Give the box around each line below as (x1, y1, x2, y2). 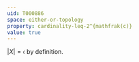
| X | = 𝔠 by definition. (7, 48, 63, 56)
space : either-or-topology (7, 16, 84, 23)
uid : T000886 (7, 10, 44, 17)
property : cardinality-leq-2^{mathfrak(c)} (7, 22, 133, 29)
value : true (7, 29, 41, 36)
